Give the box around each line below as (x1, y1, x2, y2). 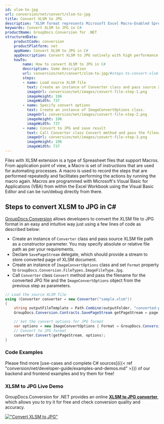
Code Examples (5, 349, 43, 356)
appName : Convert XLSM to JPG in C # (14, 48, 89, 53)
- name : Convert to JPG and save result (22, 125, 106, 130)
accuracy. (5, 404, 25, 410)
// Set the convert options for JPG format (14, 319, 104, 324)
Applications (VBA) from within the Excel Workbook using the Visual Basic (5, 183, 154, 189)
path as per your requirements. (12, 246, 75, 252)
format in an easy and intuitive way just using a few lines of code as (5, 221, 142, 227)
